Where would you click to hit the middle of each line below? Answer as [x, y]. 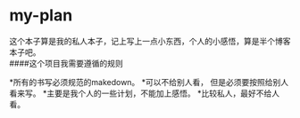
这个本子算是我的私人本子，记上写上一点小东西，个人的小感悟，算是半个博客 [150, 41]
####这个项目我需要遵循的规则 [66, 63]
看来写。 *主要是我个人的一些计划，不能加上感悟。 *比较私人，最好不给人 [144, 93]
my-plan [41, 16]
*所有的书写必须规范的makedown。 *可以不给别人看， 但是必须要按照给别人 [149, 82]
